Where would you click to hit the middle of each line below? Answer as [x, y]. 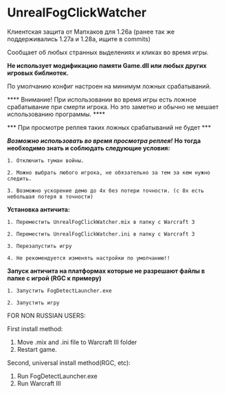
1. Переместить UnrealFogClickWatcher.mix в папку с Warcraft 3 [101, 222]
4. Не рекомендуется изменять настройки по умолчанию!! [89, 258]
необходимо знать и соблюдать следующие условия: [89, 148]
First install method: [35, 328]
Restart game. [37, 349]
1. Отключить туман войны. [46, 160]
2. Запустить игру [33, 303]
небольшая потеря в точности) [50, 196]
